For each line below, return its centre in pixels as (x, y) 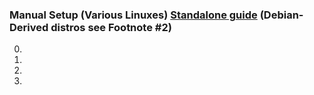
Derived (29, 27)
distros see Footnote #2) (111, 27)
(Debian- (281, 15)
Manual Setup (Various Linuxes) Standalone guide (133, 15)
